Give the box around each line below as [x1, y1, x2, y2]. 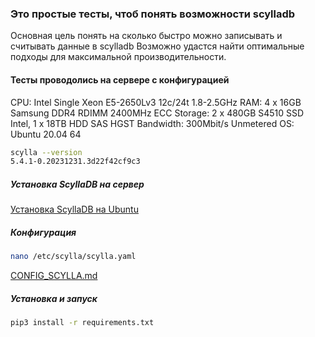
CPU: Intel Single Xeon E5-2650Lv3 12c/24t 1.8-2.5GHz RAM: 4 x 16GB [10, 96, 302, 108]
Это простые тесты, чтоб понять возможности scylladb [10, 7, 296, 21]
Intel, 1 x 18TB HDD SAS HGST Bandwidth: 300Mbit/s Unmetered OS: [10, 117, 295, 129]
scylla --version [10, 147, 83, 157]
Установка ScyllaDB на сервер [10, 178, 145, 190]
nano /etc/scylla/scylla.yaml [10, 252, 137, 262]
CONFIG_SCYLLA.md [10, 270, 98, 282]
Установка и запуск [10, 292, 98, 304]
